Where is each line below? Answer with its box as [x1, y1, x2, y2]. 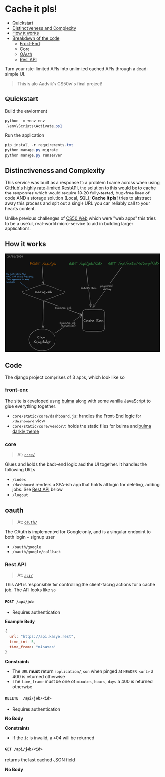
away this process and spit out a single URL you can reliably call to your [5, 200, 151, 206]
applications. [5, 226, 31, 231]
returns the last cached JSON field [5, 757, 75, 763]
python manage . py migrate [5, 148, 58, 153]
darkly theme [12, 428, 39, 434]
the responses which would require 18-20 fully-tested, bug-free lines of [5, 190, 150, 195]
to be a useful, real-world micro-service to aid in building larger [5, 220, 134, 226]
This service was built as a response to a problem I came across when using [5, 179, 160, 185]
